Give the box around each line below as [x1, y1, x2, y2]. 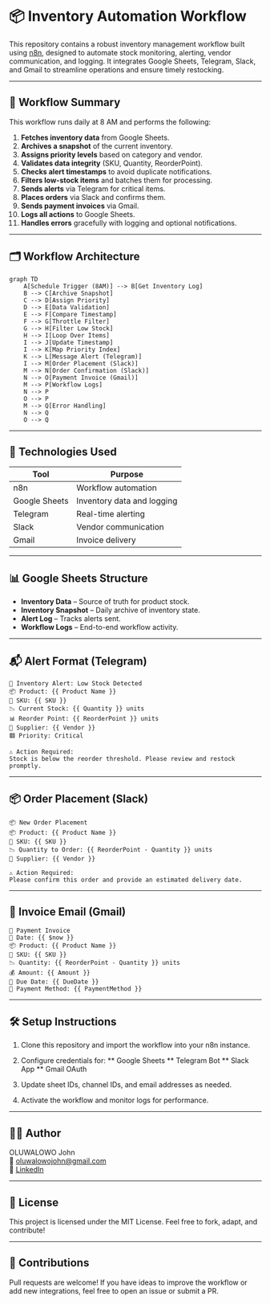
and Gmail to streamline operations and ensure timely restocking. [9, 64, 224, 74]
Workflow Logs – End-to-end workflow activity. [20, 623, 179, 632]
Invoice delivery [76, 534, 136, 546]
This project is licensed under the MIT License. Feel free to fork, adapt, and [9, 1217, 258, 1227]
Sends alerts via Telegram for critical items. [20, 183, 166, 194]
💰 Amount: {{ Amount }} [9, 968, 91, 977]
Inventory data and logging [76, 496, 178, 507]
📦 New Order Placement [9, 818, 88, 827]
